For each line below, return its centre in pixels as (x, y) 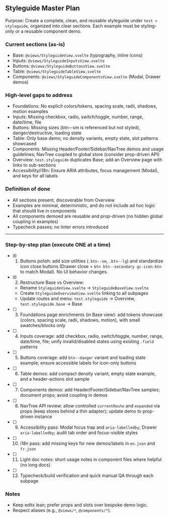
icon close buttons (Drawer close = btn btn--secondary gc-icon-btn (91, 266)
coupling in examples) (35, 221)
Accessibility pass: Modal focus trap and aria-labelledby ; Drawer (89, 427)
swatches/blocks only (43, 325)
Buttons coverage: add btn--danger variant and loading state (83, 357)
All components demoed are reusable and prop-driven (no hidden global (88, 216)
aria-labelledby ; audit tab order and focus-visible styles (79, 433)
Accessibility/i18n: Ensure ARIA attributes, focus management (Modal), (86, 171)
